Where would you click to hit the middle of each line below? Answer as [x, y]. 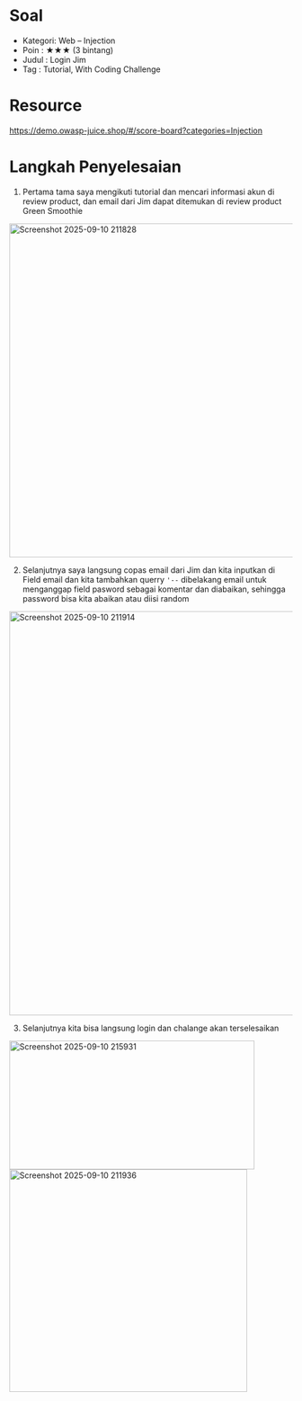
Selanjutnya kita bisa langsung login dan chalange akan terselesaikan [151, 1028]
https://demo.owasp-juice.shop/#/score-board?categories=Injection [136, 130]
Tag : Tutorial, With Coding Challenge [91, 69]
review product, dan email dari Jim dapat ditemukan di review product [152, 201]
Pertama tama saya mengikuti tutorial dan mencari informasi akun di [148, 192]
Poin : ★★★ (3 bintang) [68, 49]
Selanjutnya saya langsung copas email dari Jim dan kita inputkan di [149, 570]
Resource [46, 106]
